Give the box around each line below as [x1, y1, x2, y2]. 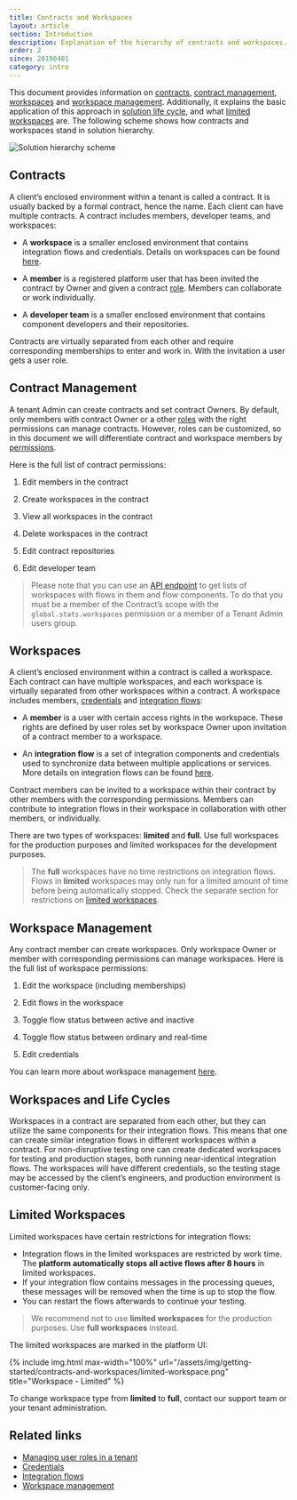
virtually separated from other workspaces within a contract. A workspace [9, 686, 281, 696]
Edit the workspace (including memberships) [21, 980, 186, 991]
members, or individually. [9, 813, 102, 823]
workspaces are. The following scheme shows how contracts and [9, 115, 249, 125]
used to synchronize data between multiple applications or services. [21, 758, 272, 769]
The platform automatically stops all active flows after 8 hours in [21, 1257, 265, 1268]
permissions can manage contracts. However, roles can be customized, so [9, 423, 282, 434]
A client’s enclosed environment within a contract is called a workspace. [9, 667, 273, 678]
